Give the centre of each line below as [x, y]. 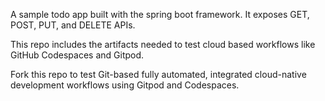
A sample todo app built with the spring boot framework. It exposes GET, [160, 14]
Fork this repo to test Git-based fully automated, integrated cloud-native [158, 74]
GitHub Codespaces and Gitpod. [77, 55]
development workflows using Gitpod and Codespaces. [125, 85]
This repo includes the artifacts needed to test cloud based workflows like [163, 44]
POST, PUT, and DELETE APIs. [73, 25]
